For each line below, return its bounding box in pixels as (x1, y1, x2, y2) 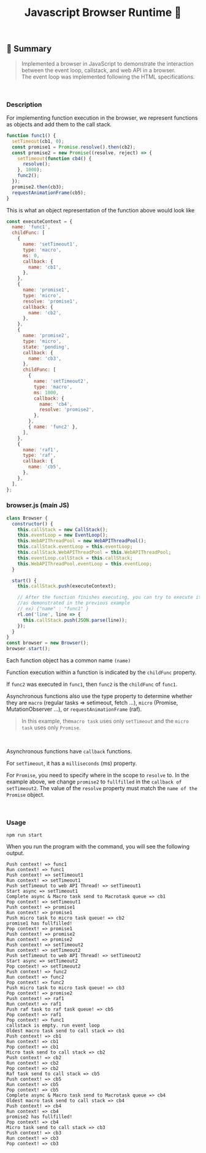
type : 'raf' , (22, 452, 56, 459)
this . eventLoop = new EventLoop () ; (17, 532, 109, 538)
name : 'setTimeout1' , (22, 241, 78, 247)
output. (6, 850, 25, 857)
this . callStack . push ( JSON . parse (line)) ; (22, 617, 128, 623)
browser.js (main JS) (6, 501, 69, 510)
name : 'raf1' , (22, 446, 59, 453)
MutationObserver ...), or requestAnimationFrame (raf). (6, 705, 142, 713)
